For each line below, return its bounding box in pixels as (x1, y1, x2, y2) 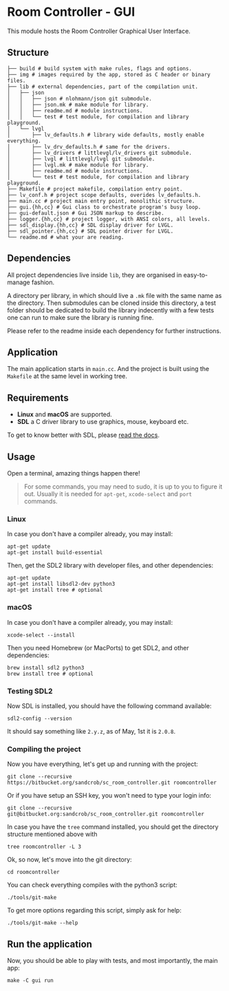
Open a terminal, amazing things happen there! (7, 469, 140, 477)
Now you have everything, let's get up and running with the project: (7, 760, 198, 768)
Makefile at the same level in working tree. (7, 372, 128, 381)
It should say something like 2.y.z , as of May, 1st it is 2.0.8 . (7, 727, 176, 735)
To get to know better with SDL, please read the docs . (7, 431, 160, 439)
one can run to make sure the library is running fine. (7, 313, 154, 321)
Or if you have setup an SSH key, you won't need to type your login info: (7, 791, 212, 800)
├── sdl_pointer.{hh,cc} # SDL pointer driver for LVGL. (7, 228, 174, 235)
